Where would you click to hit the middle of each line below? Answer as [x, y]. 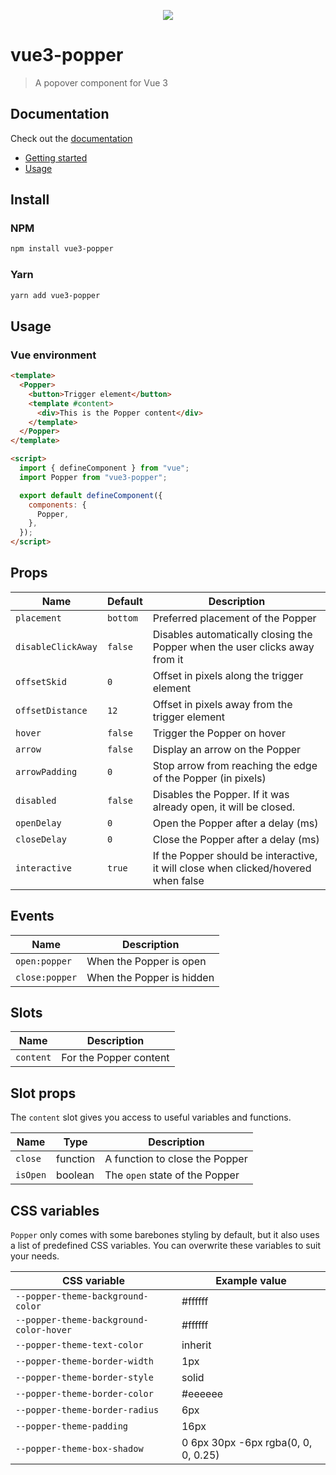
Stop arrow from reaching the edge [235, 765]
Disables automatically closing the [232, 634]
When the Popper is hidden [150, 977]
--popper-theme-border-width [84, 1361]
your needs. [35, 1256]
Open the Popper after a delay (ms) [235, 823]
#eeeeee [202, 1394]
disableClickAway [56, 646]
